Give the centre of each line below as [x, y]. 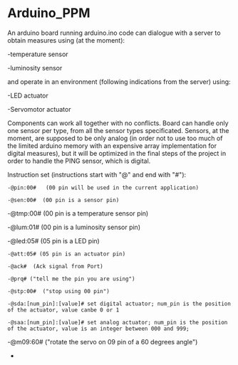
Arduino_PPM [49, 13]
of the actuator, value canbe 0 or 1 [63, 310]
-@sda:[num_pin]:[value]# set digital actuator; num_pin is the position [119, 304]
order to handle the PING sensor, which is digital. [79, 161]
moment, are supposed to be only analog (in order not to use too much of [115, 138]
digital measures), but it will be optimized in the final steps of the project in [117, 153]
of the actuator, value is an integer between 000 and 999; [99, 329]
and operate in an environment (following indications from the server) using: [119, 81]
